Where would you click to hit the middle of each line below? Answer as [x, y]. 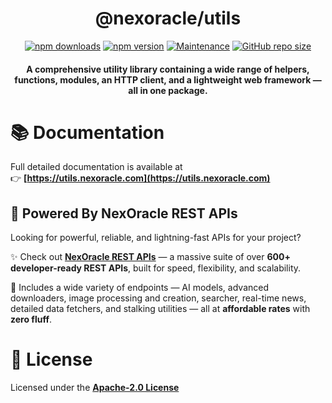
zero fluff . [31, 319]
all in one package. [168, 90]
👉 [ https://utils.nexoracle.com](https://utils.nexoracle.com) [140, 178]
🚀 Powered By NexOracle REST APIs [124, 213]
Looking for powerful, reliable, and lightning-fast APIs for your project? [156, 238]
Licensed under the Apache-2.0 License [95, 388]
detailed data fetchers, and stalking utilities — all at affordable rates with [160, 309]
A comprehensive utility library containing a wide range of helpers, [168, 69]
